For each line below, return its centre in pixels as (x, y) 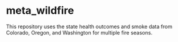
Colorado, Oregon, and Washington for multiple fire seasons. (79, 32)
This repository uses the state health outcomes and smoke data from (89, 26)
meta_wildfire (40, 11)
